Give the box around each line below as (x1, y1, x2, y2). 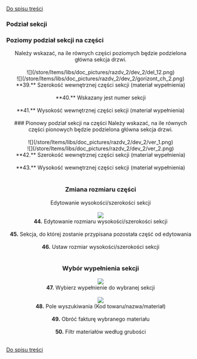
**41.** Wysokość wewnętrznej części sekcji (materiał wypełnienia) (16, 107, 185, 114)
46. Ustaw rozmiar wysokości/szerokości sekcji (41, 243, 160, 250)
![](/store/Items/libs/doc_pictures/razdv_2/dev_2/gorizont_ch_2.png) (16, 75, 185, 83)
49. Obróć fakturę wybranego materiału (51, 315, 150, 323)
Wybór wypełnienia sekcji (62, 264, 140, 273)
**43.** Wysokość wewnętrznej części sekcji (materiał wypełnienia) (16, 164, 186, 171)
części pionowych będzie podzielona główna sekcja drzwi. (28, 126, 173, 133)
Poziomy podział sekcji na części (6, 36, 104, 44)
